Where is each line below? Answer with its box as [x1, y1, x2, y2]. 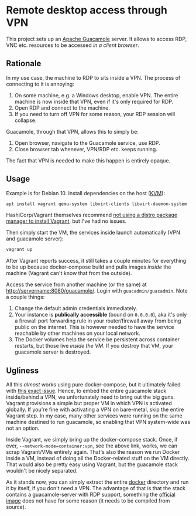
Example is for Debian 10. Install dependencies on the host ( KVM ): [6, 189, 166, 196]
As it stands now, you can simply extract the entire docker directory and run [6, 478, 189, 486]
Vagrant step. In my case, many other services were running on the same [6, 412, 183, 419]
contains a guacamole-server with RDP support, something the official [6, 491, 176, 498]
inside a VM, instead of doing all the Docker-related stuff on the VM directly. [6, 455, 190, 462]
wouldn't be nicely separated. [6, 467, 78, 474]
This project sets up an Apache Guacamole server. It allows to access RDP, [6, 35, 187, 42]
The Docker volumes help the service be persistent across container [14, 336, 180, 343]
